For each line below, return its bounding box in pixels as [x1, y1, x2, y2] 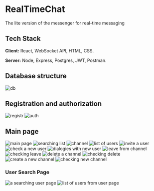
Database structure [5, 72, 67, 80]
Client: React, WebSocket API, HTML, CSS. [5, 47, 94, 53]
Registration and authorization [5, 99, 102, 108]
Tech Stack [5, 34, 41, 43]
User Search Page [5, 169, 50, 176]
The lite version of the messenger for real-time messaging [5, 20, 125, 26]
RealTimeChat [5, 3, 66, 15]
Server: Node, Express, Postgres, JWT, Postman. [5, 57, 107, 63]
